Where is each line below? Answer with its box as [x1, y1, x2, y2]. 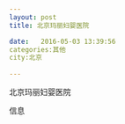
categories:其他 [9, 45, 66, 54]
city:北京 [9, 54, 42, 62]
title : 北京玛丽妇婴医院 [9, 21, 90, 30]
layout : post [9, 12, 57, 22]
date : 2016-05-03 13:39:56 [9, 37, 116, 46]
